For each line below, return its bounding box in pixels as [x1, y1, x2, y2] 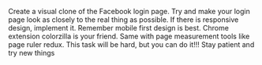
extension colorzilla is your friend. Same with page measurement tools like [8, 31, 250, 41]
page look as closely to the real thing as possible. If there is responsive [8, 15, 239, 24]
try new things [8, 49, 55, 57]
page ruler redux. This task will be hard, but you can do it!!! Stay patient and [8, 40, 255, 49]
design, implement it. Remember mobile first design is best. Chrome [8, 23, 229, 32]
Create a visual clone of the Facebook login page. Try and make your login [8, 7, 250, 16]
